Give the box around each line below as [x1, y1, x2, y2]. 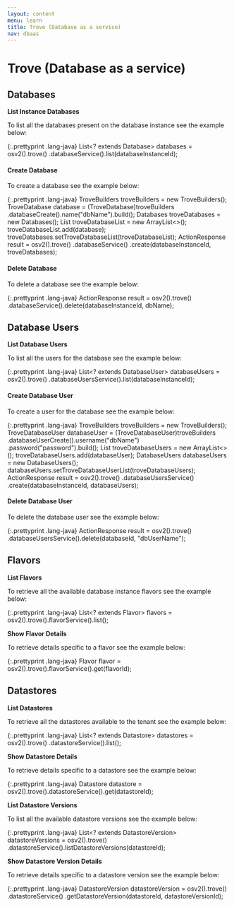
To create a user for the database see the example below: [7, 407, 175, 416]
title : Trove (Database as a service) [7, 23, 121, 30]
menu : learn [7, 17, 42, 24]
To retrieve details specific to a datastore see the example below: [7, 766, 197, 774]
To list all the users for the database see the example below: [7, 354, 182, 363]
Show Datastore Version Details [7, 857, 102, 865]
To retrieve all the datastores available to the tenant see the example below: [7, 717, 227, 725]
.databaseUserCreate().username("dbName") [7, 435, 140, 444]
